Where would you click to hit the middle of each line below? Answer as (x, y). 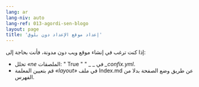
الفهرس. (25, 77)
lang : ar (17, 12)
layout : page (22, 29)
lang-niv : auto (25, 18)
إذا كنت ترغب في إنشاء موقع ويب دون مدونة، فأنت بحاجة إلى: (76, 52)
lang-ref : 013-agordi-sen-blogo (47, 23)
